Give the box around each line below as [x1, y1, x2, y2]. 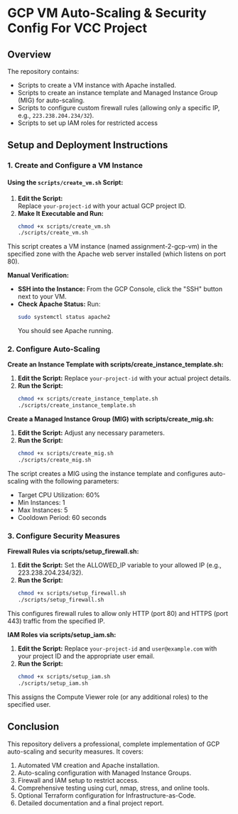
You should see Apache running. [17, 327, 114, 335]
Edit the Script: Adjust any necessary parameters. [17, 428, 165, 438]
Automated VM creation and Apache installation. [17, 761, 160, 769]
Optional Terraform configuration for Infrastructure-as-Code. [17, 791, 197, 800]
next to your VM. [17, 293, 67, 301]
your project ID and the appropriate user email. [17, 651, 155, 660]
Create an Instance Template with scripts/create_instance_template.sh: [7, 360, 224, 369]
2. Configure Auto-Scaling [7, 344, 101, 354]
